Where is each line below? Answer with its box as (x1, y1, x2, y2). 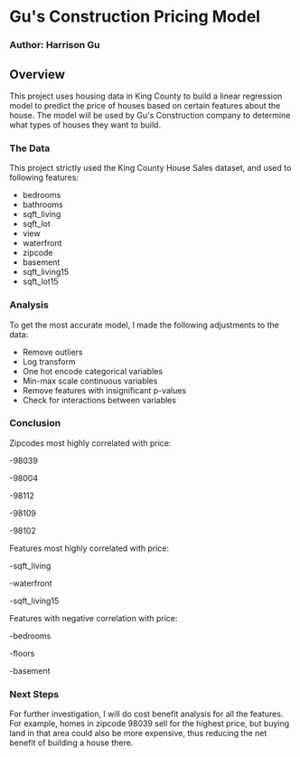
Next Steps (9, 687, 60, 700)
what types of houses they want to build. (9, 119, 161, 130)
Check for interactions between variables (22, 394, 176, 405)
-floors (9, 648, 35, 658)
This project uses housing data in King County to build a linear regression (9, 90, 283, 101)
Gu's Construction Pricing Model (9, 6, 260, 27)
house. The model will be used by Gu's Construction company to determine (9, 109, 291, 120)
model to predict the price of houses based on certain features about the (9, 99, 281, 110)
